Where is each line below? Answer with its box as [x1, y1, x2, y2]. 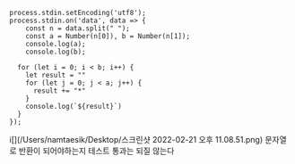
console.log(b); [25, 47, 87, 56]
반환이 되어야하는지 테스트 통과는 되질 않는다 [18, 145, 175, 156]
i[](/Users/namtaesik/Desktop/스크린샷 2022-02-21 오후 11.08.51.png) [9, 135, 263, 144]
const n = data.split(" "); [25, 24, 130, 33]
